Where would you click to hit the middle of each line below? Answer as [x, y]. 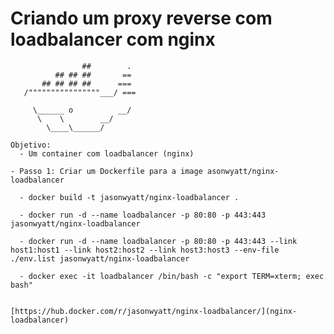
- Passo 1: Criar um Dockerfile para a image [106, 171]
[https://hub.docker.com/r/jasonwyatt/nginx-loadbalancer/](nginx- [154, 311]
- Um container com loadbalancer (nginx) [107, 153]
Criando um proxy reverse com [141, 18]
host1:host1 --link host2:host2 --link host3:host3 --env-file [145, 250]
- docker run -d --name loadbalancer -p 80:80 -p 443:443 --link [158, 241]
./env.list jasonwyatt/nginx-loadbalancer [100, 258]
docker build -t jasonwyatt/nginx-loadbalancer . [134, 197]
